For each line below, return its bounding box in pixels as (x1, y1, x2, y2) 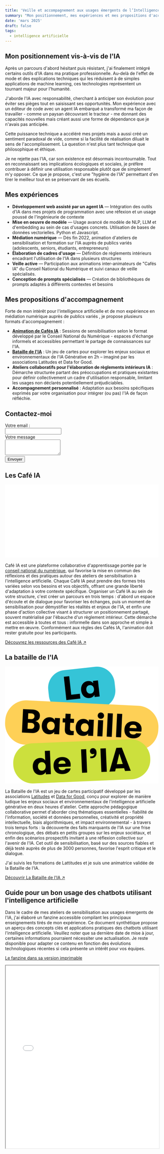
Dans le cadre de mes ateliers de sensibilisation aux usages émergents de (5, 909, 154, 915)
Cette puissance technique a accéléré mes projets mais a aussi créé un (5, 131, 148, 137)
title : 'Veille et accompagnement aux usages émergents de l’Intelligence (5, 8, 160, 13)
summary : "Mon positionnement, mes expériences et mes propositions (5, 13, 147, 18)
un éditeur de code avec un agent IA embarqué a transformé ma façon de (5, 105, 153, 112)
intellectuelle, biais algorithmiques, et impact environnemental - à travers (5, 819, 151, 825)
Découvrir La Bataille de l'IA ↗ (5, 875, 65, 880)
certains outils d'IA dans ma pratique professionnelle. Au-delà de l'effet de (5, 70, 154, 76)
